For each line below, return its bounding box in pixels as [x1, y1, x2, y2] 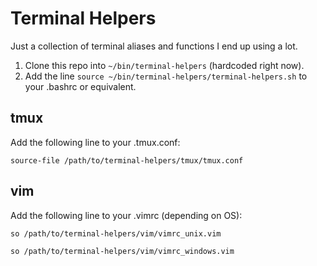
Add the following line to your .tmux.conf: [10, 136, 181, 148]
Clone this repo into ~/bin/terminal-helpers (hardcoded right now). [24, 59, 305, 71]
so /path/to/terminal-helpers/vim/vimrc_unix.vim [10, 228, 222, 239]
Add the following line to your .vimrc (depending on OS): [10, 209, 243, 221]
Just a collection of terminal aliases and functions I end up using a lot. [10, 40, 298, 52]
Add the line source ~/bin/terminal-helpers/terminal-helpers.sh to [24, 70, 308, 82]
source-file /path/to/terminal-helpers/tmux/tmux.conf [10, 155, 244, 166]
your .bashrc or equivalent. [24, 80, 137, 92]
